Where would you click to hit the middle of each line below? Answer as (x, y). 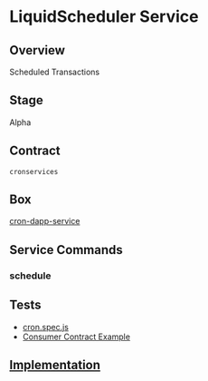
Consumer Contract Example (76, 337)
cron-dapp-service (45, 221)
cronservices (34, 171)
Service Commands (66, 250)
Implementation (55, 365)
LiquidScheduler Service (104, 17)
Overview (38, 50)
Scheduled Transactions (55, 72)
